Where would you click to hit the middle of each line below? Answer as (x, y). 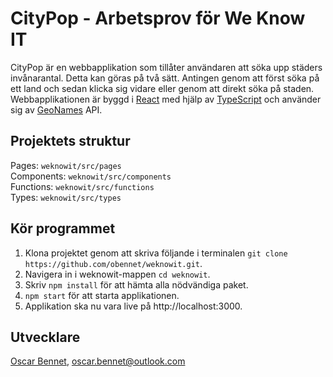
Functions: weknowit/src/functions (82, 186)
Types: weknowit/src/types (66, 197)
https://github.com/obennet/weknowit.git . (113, 263)
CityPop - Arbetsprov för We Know (158, 18)
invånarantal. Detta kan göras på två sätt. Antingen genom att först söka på (165, 78)
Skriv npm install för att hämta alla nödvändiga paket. (136, 284)
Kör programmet (63, 228)
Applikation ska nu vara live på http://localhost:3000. (133, 306)
